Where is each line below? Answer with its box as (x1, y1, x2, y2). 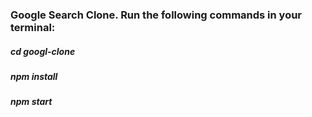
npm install (10, 70, 58, 82)
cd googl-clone (10, 45, 76, 57)
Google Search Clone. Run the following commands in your (10, 8, 303, 22)
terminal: (10, 20, 56, 34)
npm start (10, 96, 53, 108)
